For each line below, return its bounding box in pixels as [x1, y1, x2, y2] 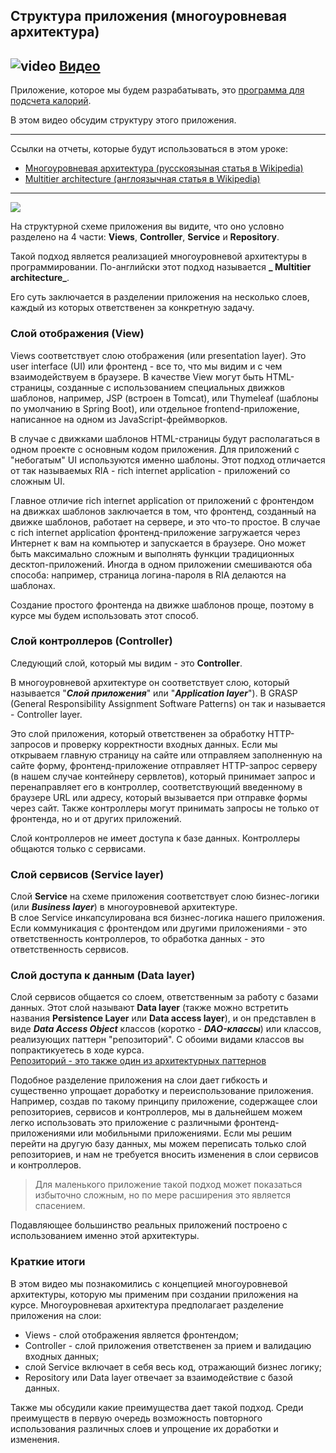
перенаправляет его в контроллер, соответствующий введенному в [10, 780, 303, 793]
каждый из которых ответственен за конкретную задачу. [10, 302, 255, 314]
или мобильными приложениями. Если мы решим [77, 1127, 293, 1139]
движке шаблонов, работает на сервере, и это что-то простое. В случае [10, 515, 321, 528]
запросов [10, 738, 52, 750]
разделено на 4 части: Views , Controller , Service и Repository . [10, 231, 280, 243]
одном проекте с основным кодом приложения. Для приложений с [10, 443, 300, 455]
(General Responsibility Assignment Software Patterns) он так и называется [10, 697, 326, 709]
